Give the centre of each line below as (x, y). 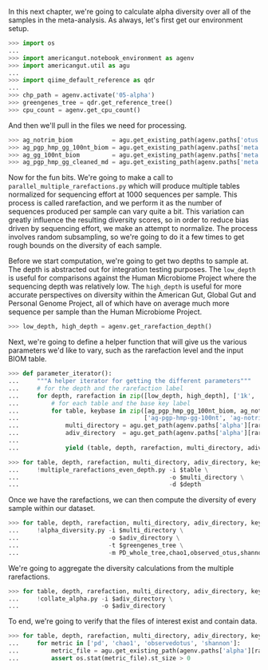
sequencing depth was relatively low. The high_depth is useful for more (125, 286)
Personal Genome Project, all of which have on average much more (119, 304)
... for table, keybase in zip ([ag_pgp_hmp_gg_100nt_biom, (123, 411)
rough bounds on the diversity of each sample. (85, 245)
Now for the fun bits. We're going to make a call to (91, 177)
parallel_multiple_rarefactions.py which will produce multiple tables (124, 186)
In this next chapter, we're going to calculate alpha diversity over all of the (130, 12)
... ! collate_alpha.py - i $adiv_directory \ (91, 599)
